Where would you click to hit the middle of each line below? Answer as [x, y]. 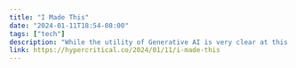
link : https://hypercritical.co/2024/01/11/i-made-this [115, 50]
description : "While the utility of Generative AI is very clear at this [149, 42]
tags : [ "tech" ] [37, 34]
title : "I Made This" [49, 17]
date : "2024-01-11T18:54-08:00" [69, 26]
